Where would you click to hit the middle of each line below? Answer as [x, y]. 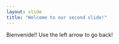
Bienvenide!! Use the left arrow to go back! [60, 34]
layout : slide [24, 12]
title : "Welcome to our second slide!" [57, 17]
